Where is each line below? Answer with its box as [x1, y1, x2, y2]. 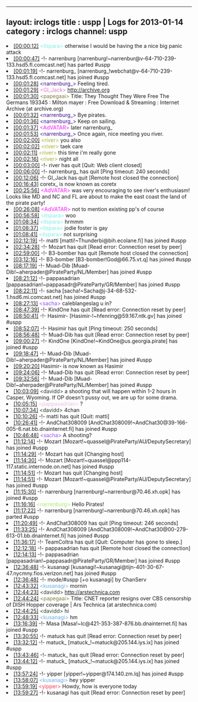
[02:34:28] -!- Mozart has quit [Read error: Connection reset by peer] [14, 243, 183, 250]
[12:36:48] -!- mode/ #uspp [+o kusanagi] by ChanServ [14, 576, 147, 583]
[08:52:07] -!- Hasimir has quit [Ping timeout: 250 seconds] [14, 324, 158, 331]
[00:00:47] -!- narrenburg [14, 54, 76, 62]
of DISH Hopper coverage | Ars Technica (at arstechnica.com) [6, 601, 157, 608]
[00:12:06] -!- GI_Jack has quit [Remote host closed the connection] [14, 174, 179, 181]
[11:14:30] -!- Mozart [14, 456, 63, 464]
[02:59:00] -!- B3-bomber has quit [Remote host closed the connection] [14, 249, 189, 256]
